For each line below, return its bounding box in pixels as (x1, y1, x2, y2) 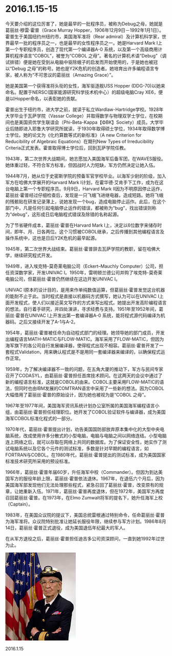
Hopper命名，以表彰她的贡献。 (14, 95, 80, 101)
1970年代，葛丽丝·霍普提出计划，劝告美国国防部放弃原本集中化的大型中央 (5, 426, 160, 432)
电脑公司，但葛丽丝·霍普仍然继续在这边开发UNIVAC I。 (5, 276, 120, 282)
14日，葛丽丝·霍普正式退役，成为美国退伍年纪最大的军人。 (5, 524, 128, 531)
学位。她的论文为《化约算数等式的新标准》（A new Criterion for (9, 132, 142, 138)
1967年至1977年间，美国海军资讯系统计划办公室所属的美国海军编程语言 (5, 402, 155, 408)
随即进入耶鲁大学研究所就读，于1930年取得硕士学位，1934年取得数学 (14, 125, 160, 132)
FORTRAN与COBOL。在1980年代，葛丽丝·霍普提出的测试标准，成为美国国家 (5, 451, 166, 458)
